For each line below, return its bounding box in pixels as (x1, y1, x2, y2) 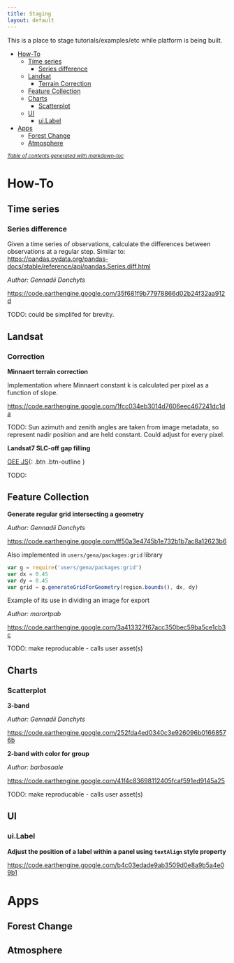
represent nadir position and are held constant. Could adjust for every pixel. (7, 431, 225, 439)
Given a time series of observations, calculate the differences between (7, 240, 211, 248)
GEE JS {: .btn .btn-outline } (7, 457, 85, 466)
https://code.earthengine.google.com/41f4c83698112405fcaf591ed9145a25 (7, 777, 226, 785)
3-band (7, 701, 30, 710)
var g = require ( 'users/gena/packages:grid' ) (7, 564, 142, 571)
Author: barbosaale (7, 763, 64, 771)
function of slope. (7, 389, 58, 397)
